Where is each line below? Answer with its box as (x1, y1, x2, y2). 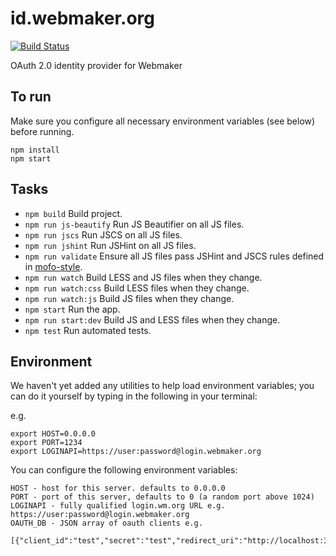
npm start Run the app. (24, 303, 121, 315)
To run (10, 88, 52, 106)
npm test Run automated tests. (24, 324, 152, 336)
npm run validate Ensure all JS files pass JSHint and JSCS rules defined (24, 250, 325, 262)
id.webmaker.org (10, 7, 156, 30)
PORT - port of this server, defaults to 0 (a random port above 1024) (10, 492, 315, 502)
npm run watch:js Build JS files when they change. (24, 292, 235, 304)
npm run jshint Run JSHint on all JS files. (24, 239, 197, 251)
